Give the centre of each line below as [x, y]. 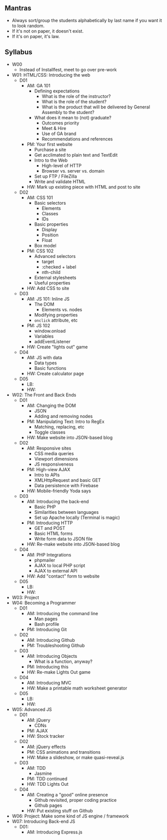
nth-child [51, 272]
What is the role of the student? [74, 101]
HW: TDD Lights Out [47, 784]
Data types [45, 363]
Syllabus [19, 52]
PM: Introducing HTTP [50, 523]
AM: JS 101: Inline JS [48, 299]
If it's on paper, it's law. [36, 36]
